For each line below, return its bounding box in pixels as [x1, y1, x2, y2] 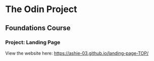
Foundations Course [5, 24, 71, 32]
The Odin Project [5, 4, 77, 15]
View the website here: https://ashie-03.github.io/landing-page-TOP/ [5, 50, 149, 56]
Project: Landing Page [5, 39, 61, 46]
